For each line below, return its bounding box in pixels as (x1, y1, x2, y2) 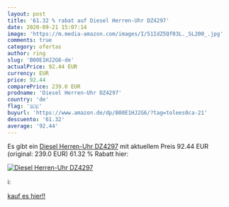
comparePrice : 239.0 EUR (7, 83, 81, 90)
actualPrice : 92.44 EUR (7, 63, 78, 70)
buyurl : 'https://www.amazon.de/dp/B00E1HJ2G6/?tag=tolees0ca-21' (7, 109, 208, 116)
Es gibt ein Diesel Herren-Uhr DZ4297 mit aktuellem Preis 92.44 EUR (7, 142, 209, 150)
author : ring (7, 50, 46, 57)
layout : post (7, 10, 46, 18)
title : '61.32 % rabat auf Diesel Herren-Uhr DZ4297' (7, 17, 170, 24)
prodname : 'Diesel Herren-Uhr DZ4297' (7, 89, 122, 96)
